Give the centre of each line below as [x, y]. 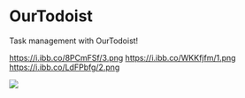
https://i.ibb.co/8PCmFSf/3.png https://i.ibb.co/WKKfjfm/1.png [122, 57]
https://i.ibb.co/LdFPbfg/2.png [65, 67]
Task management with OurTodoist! [74, 41]
